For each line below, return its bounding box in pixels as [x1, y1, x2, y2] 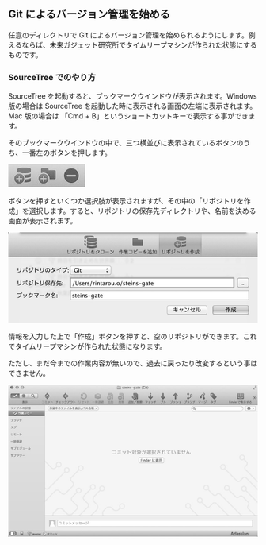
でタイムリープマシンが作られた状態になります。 [8, 341, 167, 351]
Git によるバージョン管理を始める [8, 7, 171, 21]
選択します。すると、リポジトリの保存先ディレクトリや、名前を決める [28, 206, 256, 216]
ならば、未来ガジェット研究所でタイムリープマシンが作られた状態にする [21, 40, 257, 49]
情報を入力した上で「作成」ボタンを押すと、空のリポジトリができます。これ [8, 331, 257, 341]
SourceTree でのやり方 [8, 72, 97, 83]
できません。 [8, 368, 50, 377]
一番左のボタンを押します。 [21, 148, 112, 157]
